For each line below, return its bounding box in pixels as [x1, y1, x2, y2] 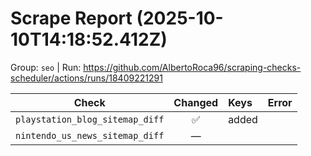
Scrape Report [10, 7, 133, 30]
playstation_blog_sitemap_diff [15, 113, 165, 125]
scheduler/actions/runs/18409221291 [10, 72, 163, 84]
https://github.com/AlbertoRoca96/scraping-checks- [83, 61, 302, 73]
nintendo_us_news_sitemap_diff [15, 130, 165, 141]
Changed [173, 95, 219, 109]
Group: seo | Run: [10, 61, 82, 73]
